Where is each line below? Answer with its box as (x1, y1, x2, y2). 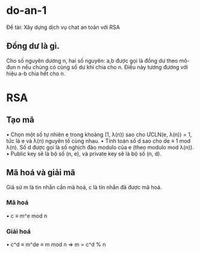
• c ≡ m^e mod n (6, 212, 48, 219)
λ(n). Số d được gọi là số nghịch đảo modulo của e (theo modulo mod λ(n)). (6, 143, 194, 151)
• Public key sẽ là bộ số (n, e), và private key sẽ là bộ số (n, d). (6, 150, 161, 157)
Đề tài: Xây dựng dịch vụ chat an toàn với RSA (6, 23, 120, 31)
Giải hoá (6, 227, 31, 236)
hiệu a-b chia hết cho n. (6, 70, 66, 77)
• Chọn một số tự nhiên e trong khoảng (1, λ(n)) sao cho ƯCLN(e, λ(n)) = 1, (6, 131, 192, 138)
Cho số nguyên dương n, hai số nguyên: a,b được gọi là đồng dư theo (6, 57, 178, 64)
